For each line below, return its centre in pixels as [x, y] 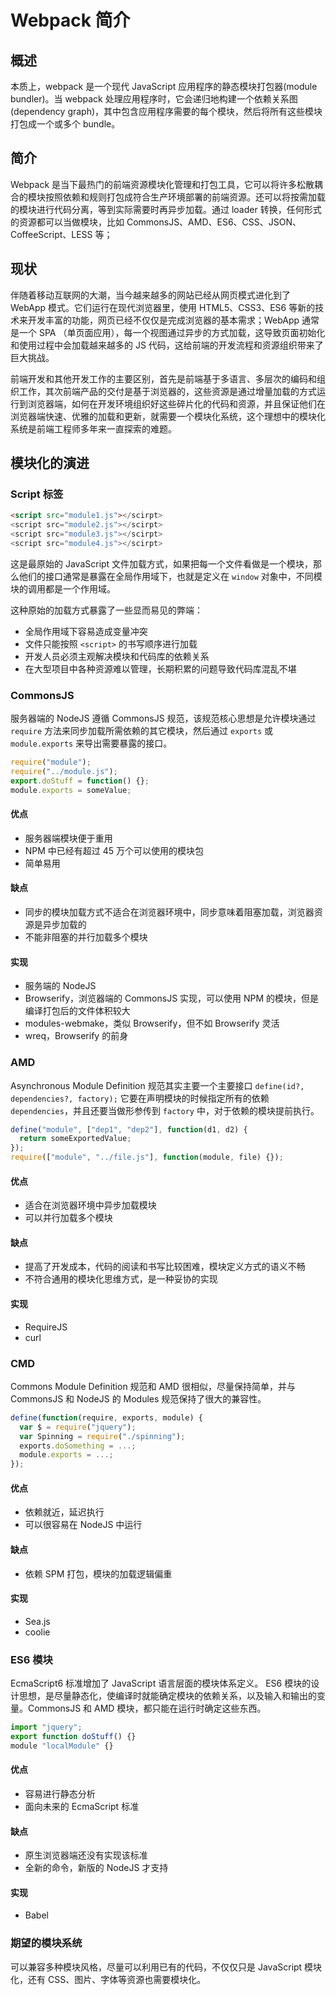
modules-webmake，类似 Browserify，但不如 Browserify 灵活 [152, 1023]
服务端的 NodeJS [60, 986]
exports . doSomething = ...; [78, 1446]
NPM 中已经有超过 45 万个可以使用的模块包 [114, 850]
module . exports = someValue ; [71, 790]
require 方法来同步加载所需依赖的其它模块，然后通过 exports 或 [142, 731]
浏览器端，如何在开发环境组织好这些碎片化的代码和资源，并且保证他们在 [176, 403]
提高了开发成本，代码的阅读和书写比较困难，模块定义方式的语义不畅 [165, 1267]
